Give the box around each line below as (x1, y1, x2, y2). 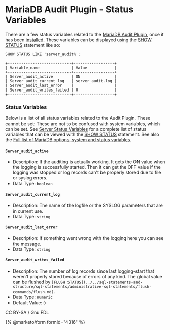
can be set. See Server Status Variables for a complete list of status (5, 126, 147, 132)
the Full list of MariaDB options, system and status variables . (5, 137, 132, 143)
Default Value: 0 (12, 299, 46, 306)
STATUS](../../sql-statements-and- (67, 280, 143, 285)
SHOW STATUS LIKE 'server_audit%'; (5, 52, 81, 57)
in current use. (12, 207, 44, 214)
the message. (12, 241, 42, 247)
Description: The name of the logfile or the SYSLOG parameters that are (12, 202, 163, 208)
